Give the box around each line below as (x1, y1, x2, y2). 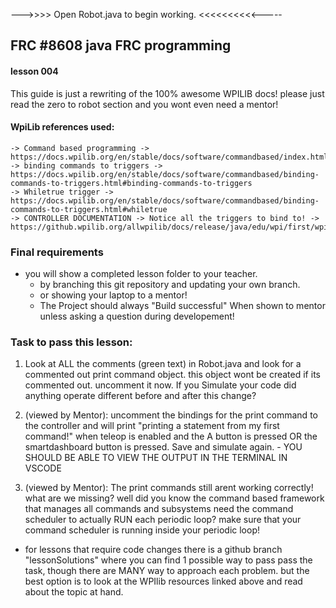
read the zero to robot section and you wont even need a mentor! (10, 98, 279, 110)
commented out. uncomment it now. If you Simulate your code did (24, 379, 297, 391)
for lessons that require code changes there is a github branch (24, 544, 283, 556)
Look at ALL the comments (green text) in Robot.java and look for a (24, 358, 302, 370)
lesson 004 (10, 65, 59, 77)
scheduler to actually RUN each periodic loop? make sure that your (24, 514, 302, 526)
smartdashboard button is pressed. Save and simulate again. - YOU (24, 441, 303, 453)
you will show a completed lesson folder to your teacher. (24, 268, 258, 280)
